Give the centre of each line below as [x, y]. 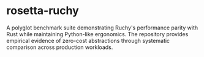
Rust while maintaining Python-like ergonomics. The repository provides [97, 34]
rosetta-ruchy [43, 11]
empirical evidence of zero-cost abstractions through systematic [88, 40]
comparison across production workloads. [60, 47]
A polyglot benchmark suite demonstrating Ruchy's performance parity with [102, 28]
